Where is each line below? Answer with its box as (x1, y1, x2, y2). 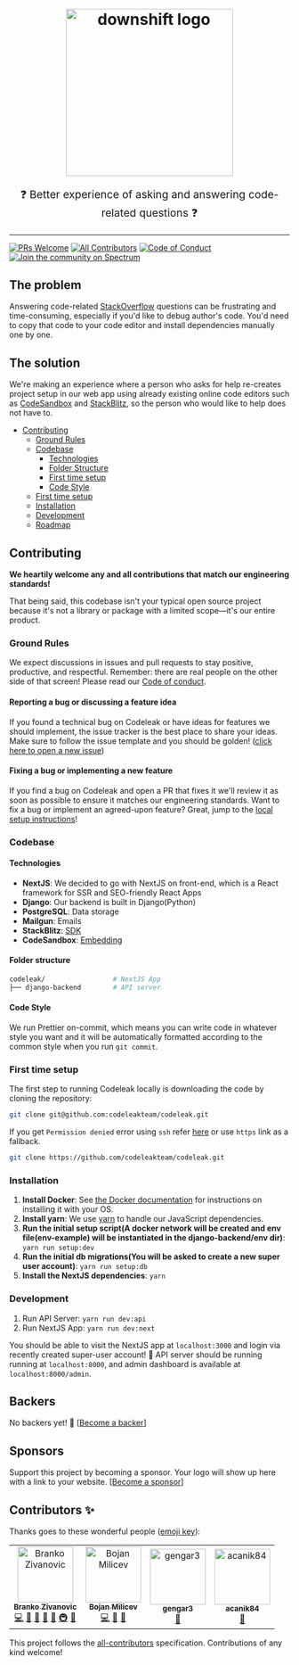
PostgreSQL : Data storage (21, 906, 120, 917)
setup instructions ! (9, 813, 78, 824)
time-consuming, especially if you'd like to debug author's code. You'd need (9, 310, 289, 321)
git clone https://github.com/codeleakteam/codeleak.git (9, 1153, 225, 1162)
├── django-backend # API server (9, 983, 162, 992)
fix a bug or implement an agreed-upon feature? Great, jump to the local (9, 804, 273, 814)
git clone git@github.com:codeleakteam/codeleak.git (9, 1110, 209, 1119)
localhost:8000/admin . (9, 1368, 92, 1379)
